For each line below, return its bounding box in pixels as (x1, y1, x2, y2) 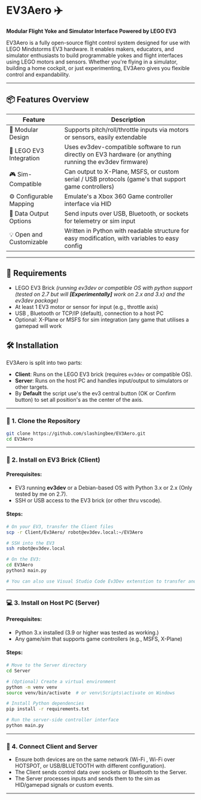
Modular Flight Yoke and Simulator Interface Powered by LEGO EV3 (6, 27, 176, 35)
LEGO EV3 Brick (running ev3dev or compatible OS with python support (14, 284, 193, 291)
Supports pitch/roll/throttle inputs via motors (64, 125, 189, 134)
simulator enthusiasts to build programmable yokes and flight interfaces (6, 51, 184, 59)
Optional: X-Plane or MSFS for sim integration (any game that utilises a (14, 316, 189, 323)
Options (9, 217, 32, 225)
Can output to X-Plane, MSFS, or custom (64, 167, 179, 175)
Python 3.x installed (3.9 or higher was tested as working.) (14, 629, 159, 636)
